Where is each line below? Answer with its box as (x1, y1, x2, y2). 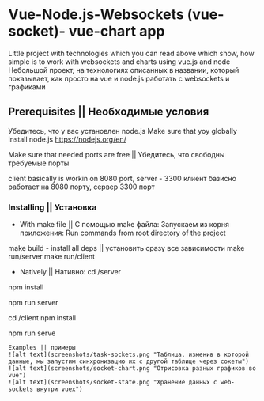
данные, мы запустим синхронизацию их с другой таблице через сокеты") (8, 357, 249, 365)
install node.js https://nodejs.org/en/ (8, 134, 126, 144)
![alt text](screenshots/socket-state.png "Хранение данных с (8, 378, 217, 387)
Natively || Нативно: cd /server (19, 267, 121, 277)
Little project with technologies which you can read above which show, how (8, 48, 255, 58)
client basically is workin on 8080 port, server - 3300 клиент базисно (8, 173, 237, 183)
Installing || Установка (8, 202, 97, 213)
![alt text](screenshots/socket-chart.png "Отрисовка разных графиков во (8, 365, 257, 373)
